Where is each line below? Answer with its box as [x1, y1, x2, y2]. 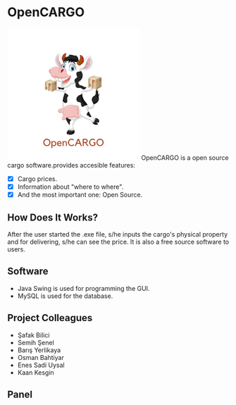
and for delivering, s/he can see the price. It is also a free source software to [7, 237, 230, 246]
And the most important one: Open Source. [17, 191, 143, 199]
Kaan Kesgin [17, 368, 54, 377]
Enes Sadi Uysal [17, 361, 65, 369]
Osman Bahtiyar [17, 353, 65, 361]
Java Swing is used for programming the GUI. [17, 284, 150, 292]
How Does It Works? [7, 211, 99, 223]
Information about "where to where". [17, 182, 124, 191]
